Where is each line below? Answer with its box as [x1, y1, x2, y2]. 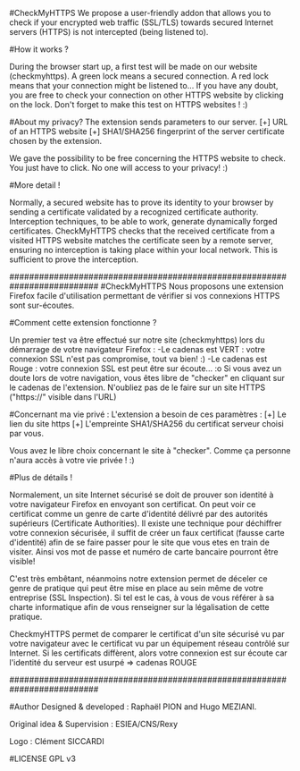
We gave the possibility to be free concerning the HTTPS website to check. [9, 153, 286, 164]
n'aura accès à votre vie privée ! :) [9, 455, 136, 465]
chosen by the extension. [9, 136, 103, 146]
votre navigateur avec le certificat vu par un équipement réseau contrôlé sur [9, 639, 290, 648]
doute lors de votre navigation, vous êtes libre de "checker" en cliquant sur [9, 373, 286, 383]
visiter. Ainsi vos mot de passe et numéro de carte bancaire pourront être [9, 546, 279, 557]
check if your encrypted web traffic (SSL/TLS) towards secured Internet [9, 17, 274, 28]
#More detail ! [9, 180, 61, 191]
